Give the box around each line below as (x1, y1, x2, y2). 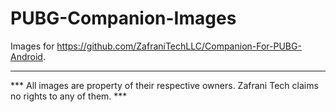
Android (10, 50, 43, 62)
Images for (10, 40, 55, 52)
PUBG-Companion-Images (10, 7, 237, 30)
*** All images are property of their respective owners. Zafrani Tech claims (10, 79, 319, 91)
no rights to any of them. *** (10, 90, 128, 102)
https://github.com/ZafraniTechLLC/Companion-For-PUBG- (56, 40, 302, 52)
